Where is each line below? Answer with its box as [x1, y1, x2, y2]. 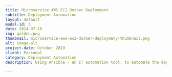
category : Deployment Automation [5, 55, 77, 60]
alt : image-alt [5, 41, 38, 46]
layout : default [5, 17, 40, 22]
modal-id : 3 [5, 21, 31, 27]
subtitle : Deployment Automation [5, 12, 77, 17]
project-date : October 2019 [5, 45, 66, 50]
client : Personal [5, 50, 42, 55]
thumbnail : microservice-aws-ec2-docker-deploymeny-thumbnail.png [5, 36, 150, 41]
